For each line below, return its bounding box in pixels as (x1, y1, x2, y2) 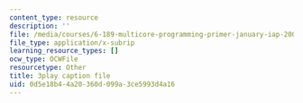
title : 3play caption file (9, 72, 111, 81)
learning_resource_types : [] (9, 47, 119, 56)
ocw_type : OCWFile (9, 55, 78, 64)
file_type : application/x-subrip (9, 38, 135, 47)
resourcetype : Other (9, 64, 87, 73)
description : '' (9, 21, 70, 30)
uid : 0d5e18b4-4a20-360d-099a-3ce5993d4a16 (9, 80, 176, 89)
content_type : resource (9, 13, 99, 22)
